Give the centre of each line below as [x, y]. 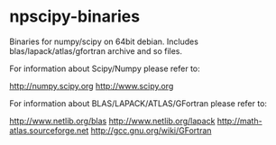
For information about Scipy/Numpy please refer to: [105, 68]
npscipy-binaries [75, 17]
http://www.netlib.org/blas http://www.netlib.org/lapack [112, 121]
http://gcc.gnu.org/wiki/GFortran [151, 130]
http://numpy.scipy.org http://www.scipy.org [92, 86]
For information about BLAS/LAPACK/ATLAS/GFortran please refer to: [138, 103]
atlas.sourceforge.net [49, 130]
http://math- [240, 121]
